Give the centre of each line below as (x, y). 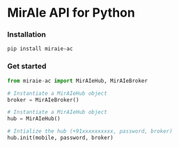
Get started (27, 66)
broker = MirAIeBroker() (43, 100)
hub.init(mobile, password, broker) (60, 138)
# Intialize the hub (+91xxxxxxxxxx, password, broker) (90, 131)
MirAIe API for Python (71, 13)
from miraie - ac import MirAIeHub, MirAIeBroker (78, 81)
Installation (27, 35)
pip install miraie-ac (40, 49)
